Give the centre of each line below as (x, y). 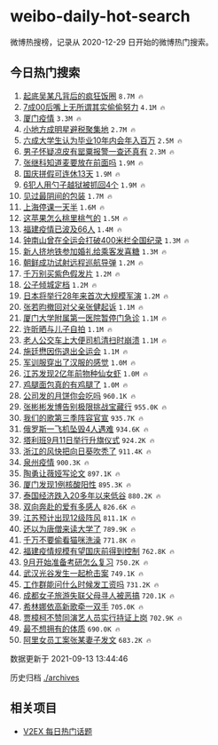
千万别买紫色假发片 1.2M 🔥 (71, 273)
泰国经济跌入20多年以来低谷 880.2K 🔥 (92, 495)
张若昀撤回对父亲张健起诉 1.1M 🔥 (83, 306)
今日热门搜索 (45, 73)
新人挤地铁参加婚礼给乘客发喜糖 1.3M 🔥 (95, 251)
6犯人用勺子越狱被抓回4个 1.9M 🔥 (84, 185)
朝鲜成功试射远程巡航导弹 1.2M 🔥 (83, 262)
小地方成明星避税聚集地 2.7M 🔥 (79, 129)
